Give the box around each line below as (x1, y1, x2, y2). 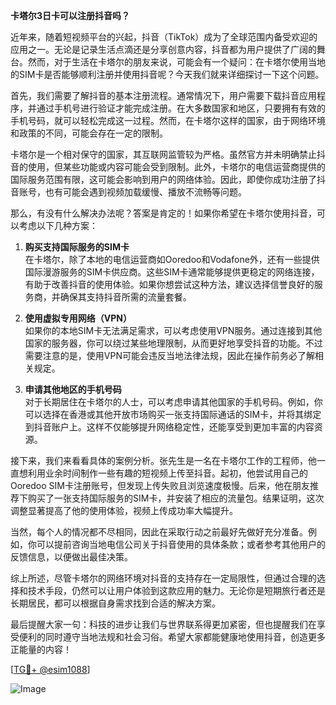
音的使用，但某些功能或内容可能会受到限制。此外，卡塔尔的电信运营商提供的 (10, 161, 326, 173)
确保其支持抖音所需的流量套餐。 (59, 291, 192, 303)
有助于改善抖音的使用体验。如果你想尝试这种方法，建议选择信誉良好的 (24, 279, 315, 290)
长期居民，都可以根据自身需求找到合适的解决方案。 (10, 597, 221, 609)
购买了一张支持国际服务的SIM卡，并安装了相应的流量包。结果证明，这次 (27, 492, 325, 504)
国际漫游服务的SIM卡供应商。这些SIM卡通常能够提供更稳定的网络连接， (24, 266, 320, 278)
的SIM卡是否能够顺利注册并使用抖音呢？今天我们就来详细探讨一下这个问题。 (10, 69, 325, 80)
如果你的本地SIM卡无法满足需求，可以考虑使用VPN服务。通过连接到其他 (24, 325, 323, 336)
